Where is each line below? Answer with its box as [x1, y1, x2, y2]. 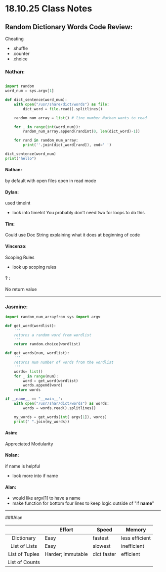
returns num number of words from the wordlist [14, 360, 114, 365]
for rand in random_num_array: [14, 138, 79, 143]
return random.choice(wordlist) [14, 342, 81, 347]
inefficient [121, 543, 145, 550]
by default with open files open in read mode [5, 178, 96, 184]
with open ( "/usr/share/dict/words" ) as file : [14, 102, 110, 107]
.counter [12, 50, 30, 56]
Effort [59, 526, 73, 533]
